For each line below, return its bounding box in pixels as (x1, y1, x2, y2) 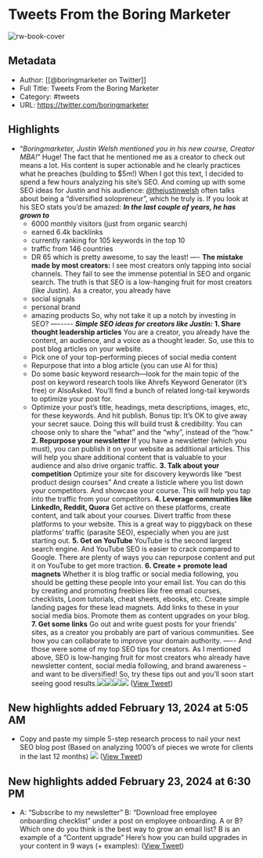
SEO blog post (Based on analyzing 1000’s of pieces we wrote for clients (19, 743, 254, 752)
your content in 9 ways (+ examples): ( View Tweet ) (19, 842, 185, 851)
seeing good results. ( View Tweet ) (31, 678, 174, 688)
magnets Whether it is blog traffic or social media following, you (31, 569, 239, 579)
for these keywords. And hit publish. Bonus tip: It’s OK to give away (31, 411, 248, 420)
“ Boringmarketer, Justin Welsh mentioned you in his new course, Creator (19, 144, 255, 153)
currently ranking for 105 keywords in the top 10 (31, 235, 186, 245)
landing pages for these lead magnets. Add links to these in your (31, 602, 240, 612)
